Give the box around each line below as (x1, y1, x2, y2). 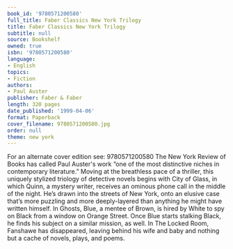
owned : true (7, 43, 42, 50)
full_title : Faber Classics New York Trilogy (7, 17, 141, 24)
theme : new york (7, 133, 54, 140)
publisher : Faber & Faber (7, 95, 82, 102)
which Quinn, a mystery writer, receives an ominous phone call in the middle (7, 182, 226, 190)
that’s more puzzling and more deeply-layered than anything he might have (7, 197, 223, 206)
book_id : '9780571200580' (7, 10, 82, 17)
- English (7, 62, 36, 69)
